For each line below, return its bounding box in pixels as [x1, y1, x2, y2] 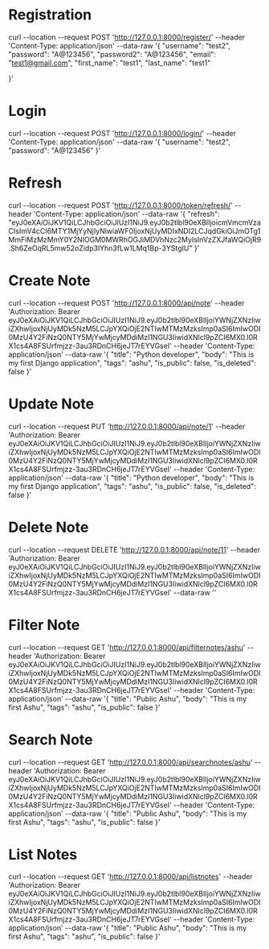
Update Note [8, 395, 95, 412]
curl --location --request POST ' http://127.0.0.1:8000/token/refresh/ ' [8, 200, 233, 210]
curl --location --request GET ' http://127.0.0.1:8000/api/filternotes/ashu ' [8, 642, 246, 652]
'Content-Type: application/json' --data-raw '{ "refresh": [33, 209, 221, 218]
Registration [8, 6, 92, 24]
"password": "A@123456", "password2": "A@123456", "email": [8, 49, 217, 59]
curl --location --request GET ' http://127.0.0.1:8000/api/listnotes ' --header [8, 872, 253, 881]
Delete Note [8, 518, 89, 537]
